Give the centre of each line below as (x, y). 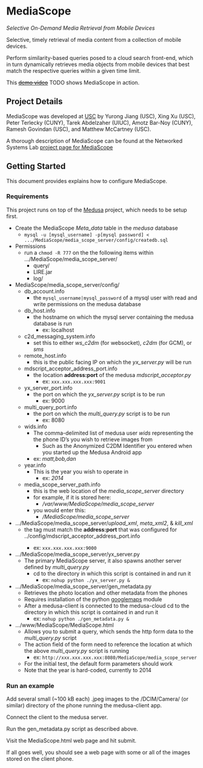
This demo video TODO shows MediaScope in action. (73, 82)
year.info (35, 465)
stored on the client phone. (40, 759)
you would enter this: (59, 510)
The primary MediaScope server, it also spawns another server (103, 560)
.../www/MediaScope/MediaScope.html (64, 625)
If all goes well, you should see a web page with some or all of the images (98, 752)
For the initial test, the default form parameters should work (98, 663)
